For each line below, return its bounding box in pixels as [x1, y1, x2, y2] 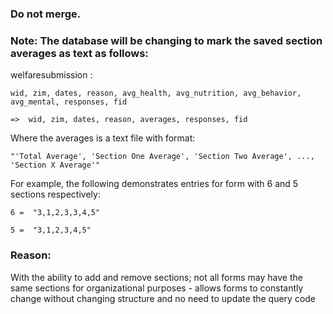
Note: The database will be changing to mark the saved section [10, 33, 323, 47]
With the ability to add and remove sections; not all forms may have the [10, 271, 303, 283]
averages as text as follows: [10, 46, 149, 60]
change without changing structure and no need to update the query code [10, 292, 317, 304]
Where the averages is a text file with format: [10, 132, 196, 144]
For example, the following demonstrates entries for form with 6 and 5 [10, 178, 299, 190]
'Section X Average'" [10, 160, 101, 171]
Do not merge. [10, 7, 82, 21]
